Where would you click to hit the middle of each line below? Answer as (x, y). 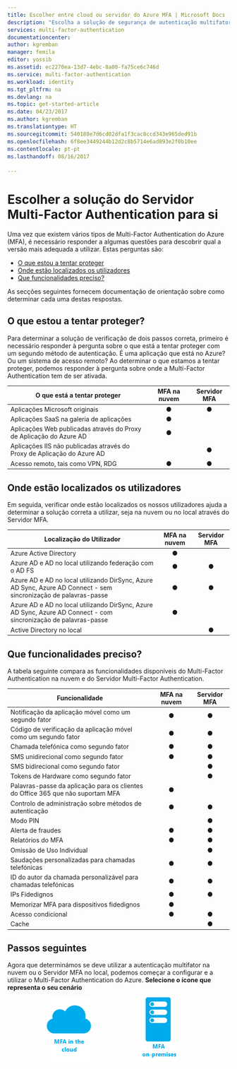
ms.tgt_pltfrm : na (34, 89)
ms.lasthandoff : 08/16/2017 (49, 156)
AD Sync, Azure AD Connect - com (61, 613)
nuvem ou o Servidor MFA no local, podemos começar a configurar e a (110, 973)
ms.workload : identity (41, 82)
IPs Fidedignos (32, 895)
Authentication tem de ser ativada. (57, 376)
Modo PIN (25, 820)
